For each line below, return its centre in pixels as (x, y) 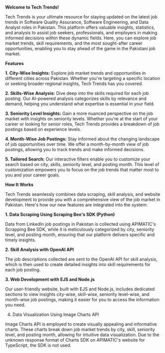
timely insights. (21, 240)
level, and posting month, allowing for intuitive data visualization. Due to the (82, 335)
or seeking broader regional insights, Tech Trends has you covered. (74, 84)
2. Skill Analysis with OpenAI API (40, 250)
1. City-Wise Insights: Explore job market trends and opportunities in (76, 73)
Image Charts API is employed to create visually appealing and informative (81, 324)
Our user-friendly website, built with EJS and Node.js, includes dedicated (80, 289)
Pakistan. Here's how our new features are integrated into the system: (76, 205)
